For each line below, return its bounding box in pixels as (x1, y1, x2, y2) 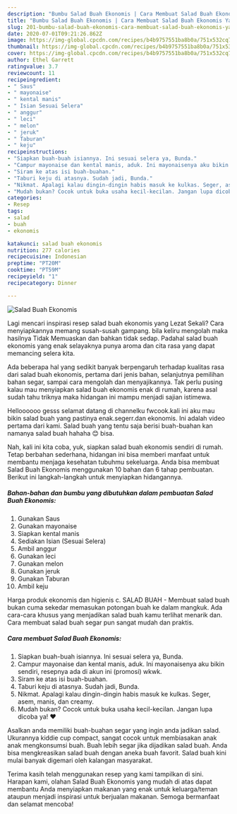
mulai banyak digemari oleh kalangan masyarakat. (7, 756, 153, 764)
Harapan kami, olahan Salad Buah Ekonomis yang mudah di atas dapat (7, 777, 213, 786)
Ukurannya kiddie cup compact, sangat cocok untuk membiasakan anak (7, 733, 217, 742)
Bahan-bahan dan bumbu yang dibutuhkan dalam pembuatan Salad (7, 489, 214, 497)
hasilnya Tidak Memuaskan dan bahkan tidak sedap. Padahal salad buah (7, 334, 219, 342)
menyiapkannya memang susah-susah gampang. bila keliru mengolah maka (7, 326, 228, 335)
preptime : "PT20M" (7, 260, 61, 267)
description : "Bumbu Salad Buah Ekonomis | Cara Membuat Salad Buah (7, 10, 213, 18)
